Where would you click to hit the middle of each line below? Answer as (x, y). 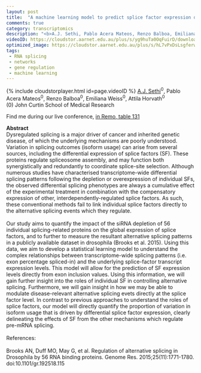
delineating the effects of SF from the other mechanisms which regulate (95, 319)
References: (21, 338)
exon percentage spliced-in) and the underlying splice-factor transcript (94, 262)
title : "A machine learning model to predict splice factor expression (99, 17)
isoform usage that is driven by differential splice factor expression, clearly (98, 313)
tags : (13, 51)
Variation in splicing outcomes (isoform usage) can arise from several (92, 147)
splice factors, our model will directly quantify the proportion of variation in (98, 306)
